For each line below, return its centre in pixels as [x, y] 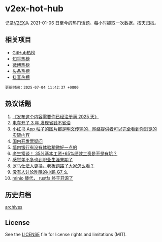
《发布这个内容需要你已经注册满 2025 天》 [55, 117]
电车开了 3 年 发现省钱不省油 [41, 122]
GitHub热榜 [24, 53]
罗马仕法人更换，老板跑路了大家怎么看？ [53, 166]
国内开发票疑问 [27, 141]
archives [14, 207]
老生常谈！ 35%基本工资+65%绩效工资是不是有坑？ [65, 153]
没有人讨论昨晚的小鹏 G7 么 [40, 172]
